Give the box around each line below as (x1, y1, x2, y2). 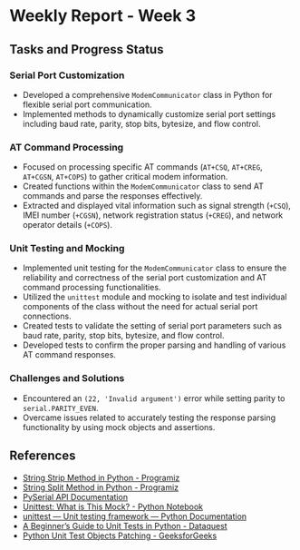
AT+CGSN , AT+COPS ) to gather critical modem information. (22, 172, 228, 182)
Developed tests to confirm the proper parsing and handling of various (22, 339, 286, 350)
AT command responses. (22, 349, 116, 360)
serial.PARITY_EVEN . (22, 402, 99, 413)
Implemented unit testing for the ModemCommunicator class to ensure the (22, 262, 287, 273)
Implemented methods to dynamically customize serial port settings (22, 108, 276, 119)
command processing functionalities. (22, 282, 161, 293)
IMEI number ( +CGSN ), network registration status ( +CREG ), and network (22, 210, 284, 221)
